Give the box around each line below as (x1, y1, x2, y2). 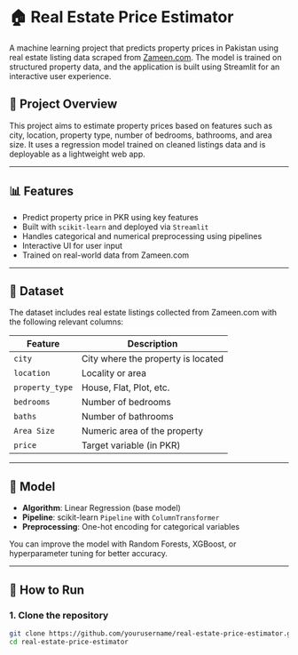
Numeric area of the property (81, 425, 204, 437)
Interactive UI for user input (21, 240, 122, 251)
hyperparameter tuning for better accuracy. (9, 548, 169, 559)
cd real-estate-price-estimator (9, 637, 129, 646)
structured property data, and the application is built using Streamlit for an (9, 61, 280, 72)
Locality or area (81, 367, 147, 379)
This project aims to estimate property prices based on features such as (9, 120, 273, 131)
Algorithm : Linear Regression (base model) (21, 503, 182, 514)
